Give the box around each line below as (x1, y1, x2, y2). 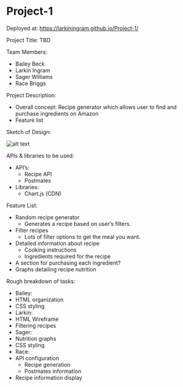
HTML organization (15, 296, 64, 303)
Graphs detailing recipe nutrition (15, 265, 96, 273)
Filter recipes (15, 227, 49, 234)
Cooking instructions (24, 246, 77, 254)
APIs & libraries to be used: (6, 152, 74, 159)
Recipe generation (24, 361, 71, 368)
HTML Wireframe (15, 315, 59, 323)
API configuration (15, 354, 59, 362)
